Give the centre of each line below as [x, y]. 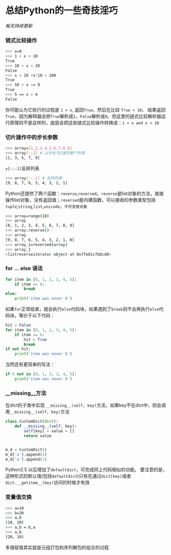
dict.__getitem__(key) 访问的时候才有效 [47, 482]
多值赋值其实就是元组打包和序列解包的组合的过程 [57, 547]
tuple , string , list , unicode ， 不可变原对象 [46, 206]
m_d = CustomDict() [26, 449]
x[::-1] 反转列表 [23, 168]
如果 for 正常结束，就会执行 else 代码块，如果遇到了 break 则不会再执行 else [82, 309]
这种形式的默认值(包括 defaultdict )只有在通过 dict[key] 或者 [68, 476]
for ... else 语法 [24, 268]
